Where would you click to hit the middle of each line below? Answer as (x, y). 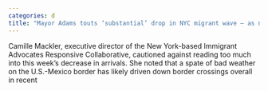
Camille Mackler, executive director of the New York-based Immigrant (123, 45)
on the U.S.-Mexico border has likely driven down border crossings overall (130, 71)
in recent (23, 80)
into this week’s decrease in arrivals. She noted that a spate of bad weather (132, 63)
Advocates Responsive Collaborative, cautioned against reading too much (130, 54)
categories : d (32, 16)
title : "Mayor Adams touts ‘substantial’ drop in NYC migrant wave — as (132, 23)
